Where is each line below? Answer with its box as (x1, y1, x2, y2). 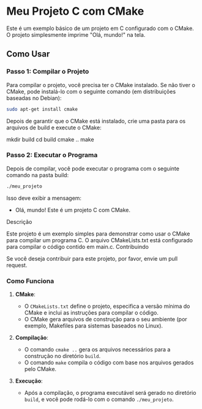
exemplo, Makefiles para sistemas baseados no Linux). (24, 322, 163, 329)
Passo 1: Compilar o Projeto (6, 67, 89, 76)
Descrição (6, 218, 32, 225)
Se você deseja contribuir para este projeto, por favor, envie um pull (6, 254, 178, 262)
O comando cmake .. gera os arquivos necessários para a (24, 345, 171, 353)
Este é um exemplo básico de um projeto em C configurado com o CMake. (6, 25, 194, 32)
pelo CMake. (24, 365, 57, 372)
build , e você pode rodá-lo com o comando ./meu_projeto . (24, 396, 174, 403)
